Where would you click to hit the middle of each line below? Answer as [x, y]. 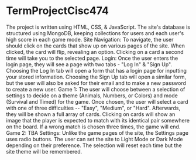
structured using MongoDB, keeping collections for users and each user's [95, 33]
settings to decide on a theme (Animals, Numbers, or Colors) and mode [92, 96]
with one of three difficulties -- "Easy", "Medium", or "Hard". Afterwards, [93, 108]
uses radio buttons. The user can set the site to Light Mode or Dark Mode [94, 139]
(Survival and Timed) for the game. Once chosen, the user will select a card [97, 101]
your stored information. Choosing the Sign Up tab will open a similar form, [96, 77]
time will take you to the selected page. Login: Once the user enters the [92, 58]
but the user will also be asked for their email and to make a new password [96, 83]
